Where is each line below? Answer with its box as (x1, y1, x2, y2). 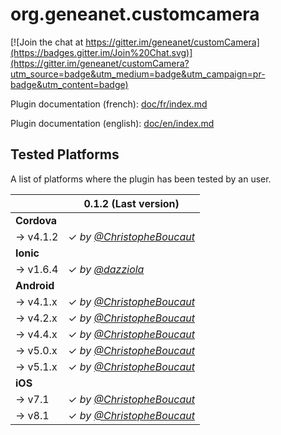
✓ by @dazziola (68, 262, 145, 276)
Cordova (15, 213, 58, 227)
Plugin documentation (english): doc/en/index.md (10, 117, 215, 129)
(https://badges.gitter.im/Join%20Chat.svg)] (10, 46, 193, 58)
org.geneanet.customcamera (10, 3, 260, 26)
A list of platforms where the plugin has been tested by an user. (10, 173, 272, 185)
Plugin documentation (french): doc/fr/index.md (10, 98, 208, 110)
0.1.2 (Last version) (83, 196, 180, 210)
